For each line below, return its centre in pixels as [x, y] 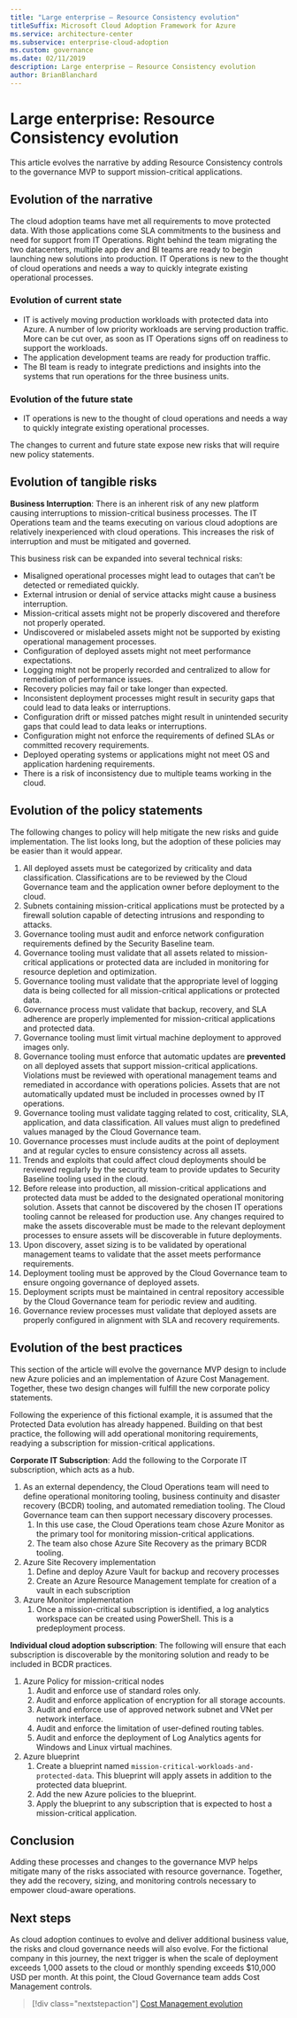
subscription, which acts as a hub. [72, 1469]
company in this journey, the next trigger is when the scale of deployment [144, 1959]
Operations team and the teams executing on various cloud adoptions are [144, 522]
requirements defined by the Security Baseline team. [118, 943]
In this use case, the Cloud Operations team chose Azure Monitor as [160, 1524]
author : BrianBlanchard [54, 75]
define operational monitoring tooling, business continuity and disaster [152, 1496]
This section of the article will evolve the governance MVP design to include [148, 1369]
